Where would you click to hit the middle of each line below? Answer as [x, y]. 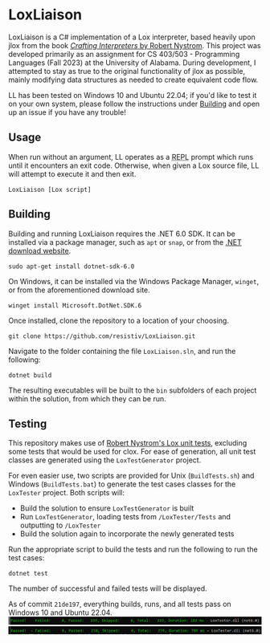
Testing [28, 423]
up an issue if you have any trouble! [67, 112]
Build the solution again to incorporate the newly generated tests [127, 534]
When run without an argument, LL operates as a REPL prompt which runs [131, 157]
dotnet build [30, 375]
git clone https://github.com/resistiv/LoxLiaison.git [102, 336]
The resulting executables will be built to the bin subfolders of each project [133, 390]
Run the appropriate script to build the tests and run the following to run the [133, 549]
